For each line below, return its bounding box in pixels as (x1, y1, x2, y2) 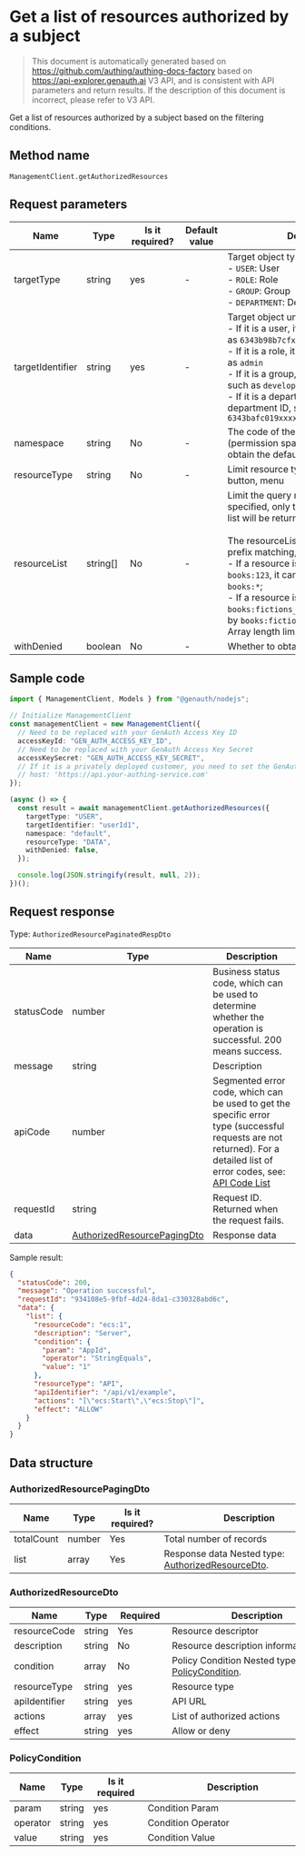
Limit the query (227, 489, 292, 501)
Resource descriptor (172, 1624, 259, 1637)
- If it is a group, (227, 367, 297, 380)
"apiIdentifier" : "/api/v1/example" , (33, 1387, 177, 1396)
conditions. (9, 121, 52, 133)
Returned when (212, 1202, 279, 1215)
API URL (172, 1695, 207, 1708)
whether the (212, 1010, 265, 1023)
